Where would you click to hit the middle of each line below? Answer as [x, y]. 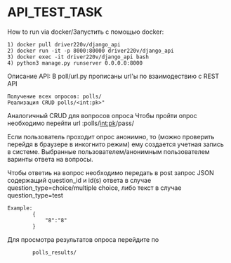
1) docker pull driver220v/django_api [64, 44]
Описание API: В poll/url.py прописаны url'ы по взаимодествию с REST [113, 76]
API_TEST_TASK [55, 12]
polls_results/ [55, 252]
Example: [20, 208]
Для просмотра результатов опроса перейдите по [83, 239]
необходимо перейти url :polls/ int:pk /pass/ [71, 123]
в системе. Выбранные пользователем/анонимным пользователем [108, 151]
